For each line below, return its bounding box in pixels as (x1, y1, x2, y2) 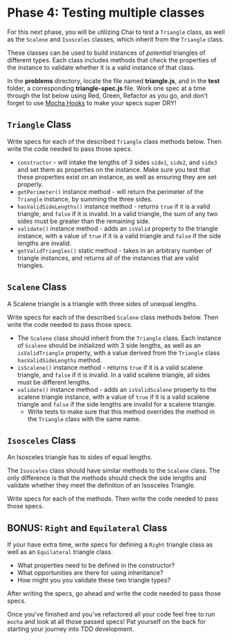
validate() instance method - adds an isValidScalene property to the (17, 385, 217, 393)
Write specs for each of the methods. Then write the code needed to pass (7, 495, 219, 503)
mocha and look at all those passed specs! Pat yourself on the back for (7, 618, 206, 626)
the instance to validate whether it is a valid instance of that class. (7, 63, 195, 71)
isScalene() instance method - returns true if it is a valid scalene (17, 363, 203, 371)
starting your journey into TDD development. (7, 625, 134, 633)
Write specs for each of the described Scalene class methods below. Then (7, 313, 219, 321)
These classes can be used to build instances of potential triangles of (7, 48, 206, 57)
